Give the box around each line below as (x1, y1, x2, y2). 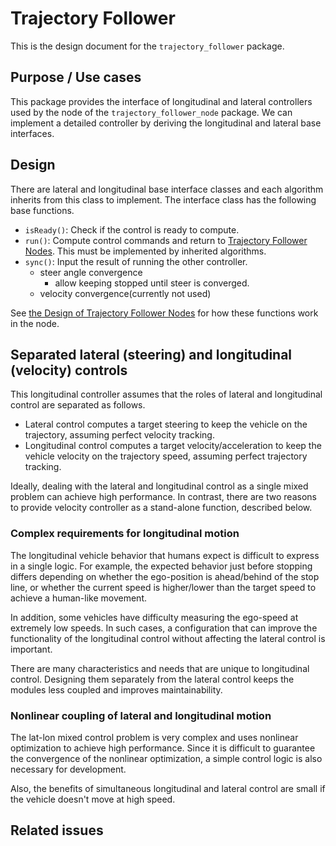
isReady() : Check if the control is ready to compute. (24, 223, 240, 236)
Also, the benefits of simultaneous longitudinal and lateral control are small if (10, 782, 326, 794)
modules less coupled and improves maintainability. (10, 683, 223, 696)
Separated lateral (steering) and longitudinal (10, 346, 293, 363)
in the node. (10, 317, 60, 329)
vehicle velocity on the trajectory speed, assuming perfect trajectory (24, 450, 308, 462)
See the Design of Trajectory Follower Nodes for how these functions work (10, 307, 319, 319)
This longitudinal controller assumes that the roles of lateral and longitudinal (10, 388, 323, 401)
